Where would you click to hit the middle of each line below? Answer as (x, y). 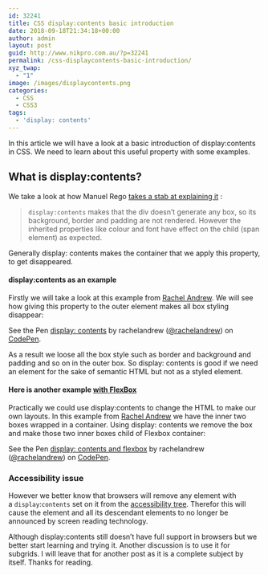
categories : (28, 90)
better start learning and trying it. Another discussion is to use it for (119, 545)
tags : (17, 113)
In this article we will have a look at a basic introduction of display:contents (132, 143)
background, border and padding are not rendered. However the (134, 220)
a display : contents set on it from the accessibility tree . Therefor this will (127, 504)
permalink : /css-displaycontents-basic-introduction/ (100, 61)
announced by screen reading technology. (78, 521)
